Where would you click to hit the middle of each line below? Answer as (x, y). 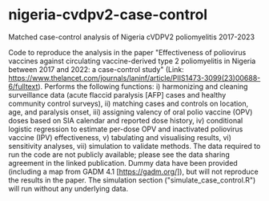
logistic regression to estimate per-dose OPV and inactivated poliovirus (126, 129)
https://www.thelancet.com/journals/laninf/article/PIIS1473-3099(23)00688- (134, 78)
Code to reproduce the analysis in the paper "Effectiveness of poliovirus (127, 52)
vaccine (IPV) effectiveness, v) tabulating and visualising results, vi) (120, 137)
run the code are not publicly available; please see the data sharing (119, 155)
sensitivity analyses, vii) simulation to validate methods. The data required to (134, 146)
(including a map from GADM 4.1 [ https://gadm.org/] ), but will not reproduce (133, 171)
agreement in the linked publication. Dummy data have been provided (123, 163)
